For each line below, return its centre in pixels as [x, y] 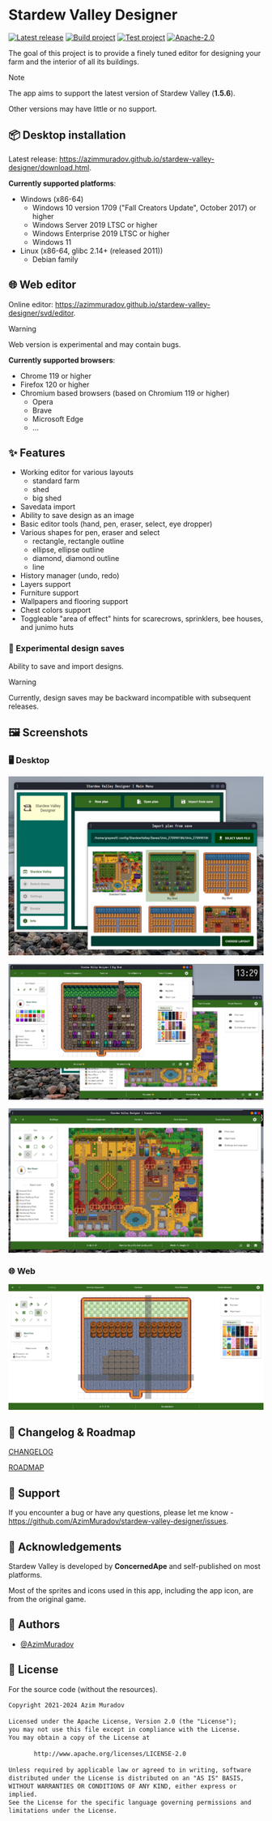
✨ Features [37, 453]
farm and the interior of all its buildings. [74, 62]
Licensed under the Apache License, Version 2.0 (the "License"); [123, 1721]
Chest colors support [55, 611]
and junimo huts [47, 628]
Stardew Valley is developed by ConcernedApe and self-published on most [134, 1566]
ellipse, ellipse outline [68, 550]
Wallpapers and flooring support [74, 602]
